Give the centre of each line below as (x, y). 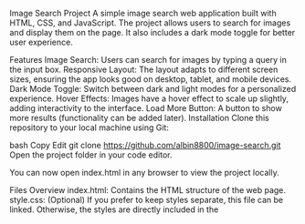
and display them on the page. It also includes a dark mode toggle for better (152, 32)
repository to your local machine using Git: (89, 127)
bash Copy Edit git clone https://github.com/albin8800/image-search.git (145, 145)
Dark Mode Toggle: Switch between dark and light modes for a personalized (153, 89)
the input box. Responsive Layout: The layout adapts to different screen (144, 69)
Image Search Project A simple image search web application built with (143, 13)
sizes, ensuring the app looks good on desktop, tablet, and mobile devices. (151, 79)
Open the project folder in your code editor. (91, 155)
